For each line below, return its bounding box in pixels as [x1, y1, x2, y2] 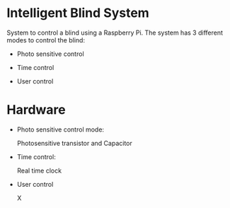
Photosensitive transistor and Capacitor [16, 139, 132, 147]
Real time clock [16, 166, 62, 175]
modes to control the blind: [6, 35, 86, 44]
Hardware [6, 102, 66, 118]
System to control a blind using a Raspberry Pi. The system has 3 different [6, 28, 224, 37]
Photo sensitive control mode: [16, 125, 104, 134]
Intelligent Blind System [6, 5, 149, 21]
